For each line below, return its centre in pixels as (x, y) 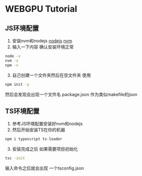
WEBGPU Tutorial (41, 9)
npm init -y (17, 84)
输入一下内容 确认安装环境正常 (43, 47)
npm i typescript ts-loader (34, 139)
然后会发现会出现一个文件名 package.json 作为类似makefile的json (71, 94)
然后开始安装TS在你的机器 (38, 130)
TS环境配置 (22, 111)
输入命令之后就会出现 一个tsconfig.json (45, 168)
